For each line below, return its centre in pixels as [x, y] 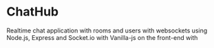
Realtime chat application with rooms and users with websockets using [107, 30]
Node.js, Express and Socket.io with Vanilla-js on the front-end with [102, 37]
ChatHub [33, 12]
